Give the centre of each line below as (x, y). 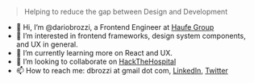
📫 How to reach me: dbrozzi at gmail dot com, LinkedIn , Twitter (122, 71)
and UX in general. (47, 44)
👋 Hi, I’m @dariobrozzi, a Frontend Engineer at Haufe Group (115, 27)
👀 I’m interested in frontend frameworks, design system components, (131, 36)
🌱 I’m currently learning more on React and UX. (94, 53)
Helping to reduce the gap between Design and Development (126, 12)
